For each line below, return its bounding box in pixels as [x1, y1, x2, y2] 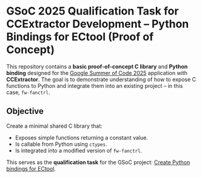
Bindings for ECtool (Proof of [6, 30, 154, 44]
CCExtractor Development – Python [6, 17, 189, 31]
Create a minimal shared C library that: [6, 122, 103, 130]
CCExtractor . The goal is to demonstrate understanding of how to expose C [6, 76, 197, 83]
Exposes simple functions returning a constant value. [15, 134, 149, 141]
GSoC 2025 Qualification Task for [6, 4, 179, 18]
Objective [6, 106, 44, 116]
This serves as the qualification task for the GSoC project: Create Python [6, 159, 190, 166]
